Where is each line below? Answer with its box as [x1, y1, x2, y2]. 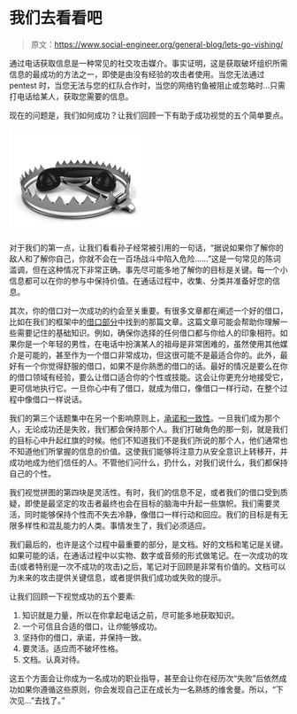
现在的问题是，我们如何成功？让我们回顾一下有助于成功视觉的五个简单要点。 [9, 110, 288, 120]
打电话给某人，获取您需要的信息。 [9, 90, 133, 102]
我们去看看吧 [9, 8, 103, 28]
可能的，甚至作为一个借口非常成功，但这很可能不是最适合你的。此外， [24, 349, 280, 360]
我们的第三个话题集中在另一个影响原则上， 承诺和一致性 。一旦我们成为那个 [9, 413, 280, 423]
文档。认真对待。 [21, 654, 85, 664]
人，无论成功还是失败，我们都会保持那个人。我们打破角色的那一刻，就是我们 [9, 423, 288, 434]
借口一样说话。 [32, 393, 87, 404]
